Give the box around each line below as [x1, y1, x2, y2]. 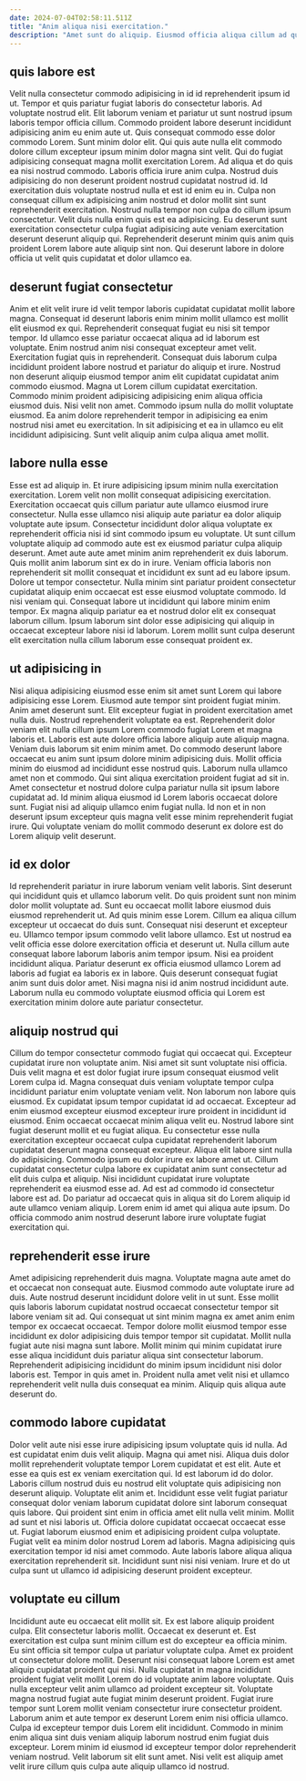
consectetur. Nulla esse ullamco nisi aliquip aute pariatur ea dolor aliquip [9, 508, 282, 519]
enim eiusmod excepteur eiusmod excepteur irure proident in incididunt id [9, 1106, 287, 1117]
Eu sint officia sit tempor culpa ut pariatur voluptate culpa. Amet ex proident [9, 1644, 294, 1655]
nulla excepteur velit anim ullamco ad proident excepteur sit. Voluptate [9, 1683, 273, 1694]
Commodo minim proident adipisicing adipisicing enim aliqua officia [9, 391, 263, 401]
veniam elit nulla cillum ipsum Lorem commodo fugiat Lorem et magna [9, 723, 273, 734]
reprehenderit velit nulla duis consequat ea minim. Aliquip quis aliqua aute [9, 1379, 287, 1390]
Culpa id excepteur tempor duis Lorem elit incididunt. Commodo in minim [9, 1722, 284, 1733]
